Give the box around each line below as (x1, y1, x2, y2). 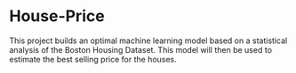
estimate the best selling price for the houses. (9, 54, 178, 64)
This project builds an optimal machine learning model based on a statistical (9, 35, 288, 46)
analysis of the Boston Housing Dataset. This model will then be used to (9, 44, 273, 55)
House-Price (9, 6, 105, 26)
